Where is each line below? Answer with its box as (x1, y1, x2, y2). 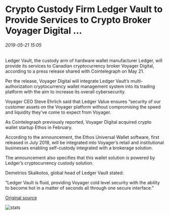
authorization (5, 83, 33, 89)
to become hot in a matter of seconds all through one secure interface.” (5, 185, 154, 191)
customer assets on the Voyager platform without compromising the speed (5, 104, 161, 110)
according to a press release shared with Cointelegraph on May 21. (5, 68, 145, 74)
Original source (5, 195, 37, 201)
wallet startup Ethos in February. (5, 125, 73, 131)
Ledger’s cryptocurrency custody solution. (5, 160, 94, 166)
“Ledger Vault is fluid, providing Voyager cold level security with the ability (5, 180, 160, 186)
